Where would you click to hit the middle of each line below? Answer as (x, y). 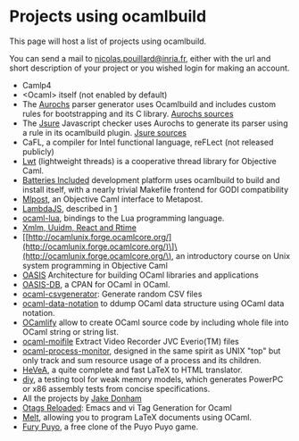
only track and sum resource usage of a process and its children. (141, 360)
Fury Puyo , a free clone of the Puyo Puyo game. (110, 427)
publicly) (38, 151)
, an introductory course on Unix (231, 255)
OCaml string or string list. (70, 331)
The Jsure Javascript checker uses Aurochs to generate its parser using (155, 123)
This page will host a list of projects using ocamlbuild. (108, 41)
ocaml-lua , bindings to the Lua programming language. (123, 218)
